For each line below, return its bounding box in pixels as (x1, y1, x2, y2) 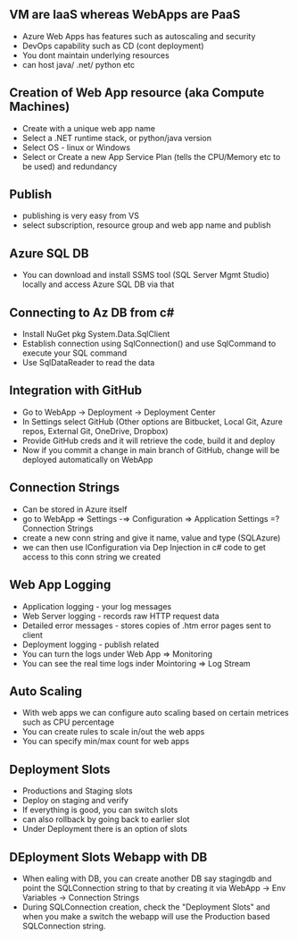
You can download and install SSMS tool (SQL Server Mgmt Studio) (21, 270, 270, 281)
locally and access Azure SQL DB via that (21, 279, 175, 290)
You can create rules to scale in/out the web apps (21, 726, 205, 737)
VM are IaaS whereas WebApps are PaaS (9, 7, 241, 22)
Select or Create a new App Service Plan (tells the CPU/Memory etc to (21, 151, 281, 162)
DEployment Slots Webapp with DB (9, 849, 208, 865)
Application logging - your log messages (21, 600, 172, 611)
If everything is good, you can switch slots (21, 804, 178, 816)
